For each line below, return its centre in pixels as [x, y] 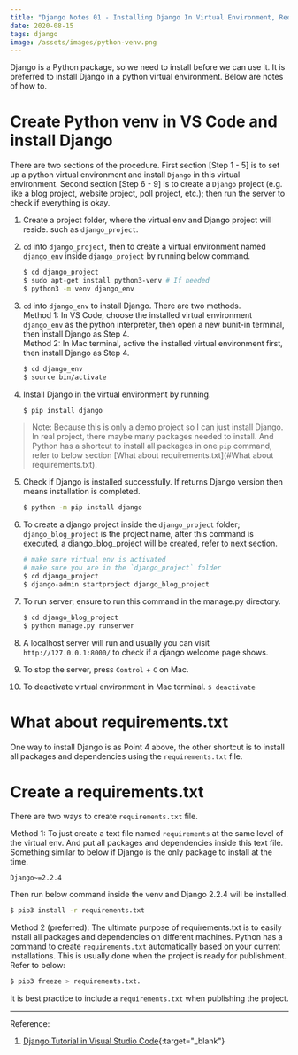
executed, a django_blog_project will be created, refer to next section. [150, 543]
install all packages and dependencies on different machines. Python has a [146, 937]
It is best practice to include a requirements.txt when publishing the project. [149, 998]
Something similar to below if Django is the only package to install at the [141, 852]
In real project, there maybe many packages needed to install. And [153, 437]
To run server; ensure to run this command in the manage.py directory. [152, 601]
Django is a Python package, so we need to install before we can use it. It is [148, 67]
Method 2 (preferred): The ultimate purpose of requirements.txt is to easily [146, 927]
